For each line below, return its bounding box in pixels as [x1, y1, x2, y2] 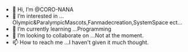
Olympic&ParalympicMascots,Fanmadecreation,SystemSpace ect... [12, 19, 182, 26]
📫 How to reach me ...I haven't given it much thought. [12, 39, 149, 46]
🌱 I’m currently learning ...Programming [12, 25, 111, 32]
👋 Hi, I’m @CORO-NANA [12, 6, 74, 13]
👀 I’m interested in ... [12, 12, 64, 20]
